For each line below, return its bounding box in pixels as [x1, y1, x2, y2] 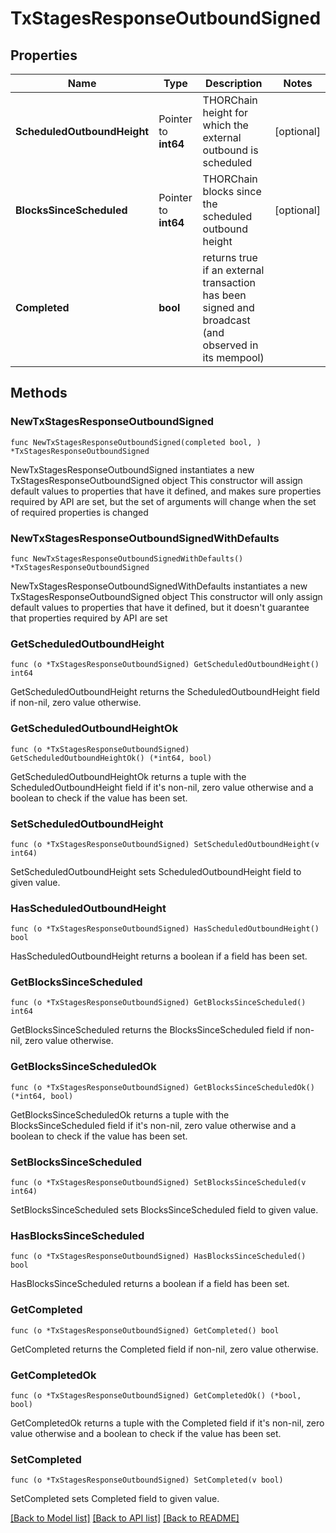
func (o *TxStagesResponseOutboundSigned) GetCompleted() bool [10, 1325, 280, 1336]
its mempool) [202, 351, 265, 364]
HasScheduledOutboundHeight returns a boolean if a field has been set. [10, 950, 308, 962]
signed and [202, 301, 255, 314]
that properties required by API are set [10, 612, 168, 624]
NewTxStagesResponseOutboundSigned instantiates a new [10, 463, 255, 476]
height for [202, 106, 249, 119]
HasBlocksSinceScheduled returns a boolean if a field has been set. [10, 1278, 290, 1290]
